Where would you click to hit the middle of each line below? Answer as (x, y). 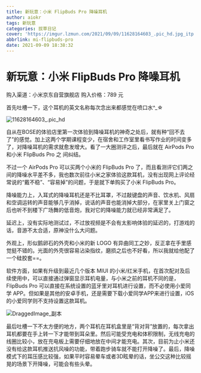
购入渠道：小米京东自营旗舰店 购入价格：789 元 (65, 94)
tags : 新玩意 (21, 23)
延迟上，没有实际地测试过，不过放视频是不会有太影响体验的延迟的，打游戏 (98, 222)
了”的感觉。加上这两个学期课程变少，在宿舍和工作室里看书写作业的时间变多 (99, 139)
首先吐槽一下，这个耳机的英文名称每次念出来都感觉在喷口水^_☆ (85, 107)
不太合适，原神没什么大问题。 (63, 230)
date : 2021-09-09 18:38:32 (40, 46)
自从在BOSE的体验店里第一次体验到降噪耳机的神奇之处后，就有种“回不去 (96, 132)
